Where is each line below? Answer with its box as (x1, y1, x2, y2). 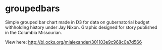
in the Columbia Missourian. (5, 29, 62, 35)
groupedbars (5, 3, 60, 14)
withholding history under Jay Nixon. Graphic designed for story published (5, 24, 158, 30)
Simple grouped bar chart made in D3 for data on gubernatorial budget (5, 19, 150, 25)
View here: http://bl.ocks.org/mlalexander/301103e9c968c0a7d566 (5, 39, 142, 45)
